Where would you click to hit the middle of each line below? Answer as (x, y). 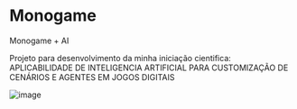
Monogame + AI (39, 41)
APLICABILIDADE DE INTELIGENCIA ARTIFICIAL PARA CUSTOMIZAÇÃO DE (149, 68)
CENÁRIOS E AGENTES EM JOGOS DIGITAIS (92, 77)
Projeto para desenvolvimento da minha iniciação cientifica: (121, 58)
